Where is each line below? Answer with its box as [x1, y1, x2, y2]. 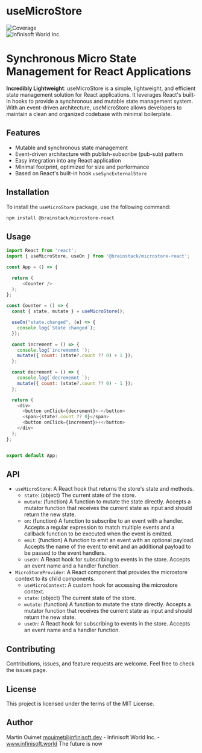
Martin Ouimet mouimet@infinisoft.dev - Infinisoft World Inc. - [6, 733, 160, 741]
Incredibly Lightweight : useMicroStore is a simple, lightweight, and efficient [6, 85, 196, 92]
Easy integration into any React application [14, 157, 121, 164]
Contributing [6, 644, 55, 654]
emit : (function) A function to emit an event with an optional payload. [24, 537, 195, 544]
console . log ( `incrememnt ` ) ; [17, 347, 90, 353]
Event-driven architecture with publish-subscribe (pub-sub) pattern [14, 150, 183, 158]
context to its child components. [14, 575, 95, 583]
